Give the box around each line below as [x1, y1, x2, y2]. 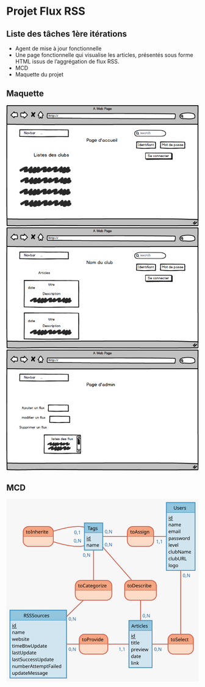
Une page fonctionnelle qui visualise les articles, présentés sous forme [15, 51, 193, 59]
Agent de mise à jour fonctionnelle [15, 45, 102, 52]
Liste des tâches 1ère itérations [6, 29, 127, 39]
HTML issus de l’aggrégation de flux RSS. [15, 58, 120, 65]
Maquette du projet [15, 71, 64, 78]
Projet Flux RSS [6, 4, 85, 18]
